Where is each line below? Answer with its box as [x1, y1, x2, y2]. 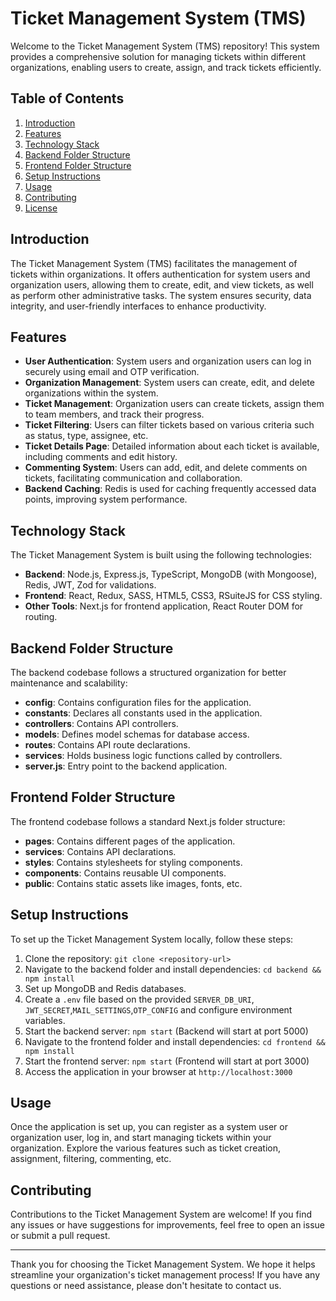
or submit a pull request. [10, 1230, 111, 1242]
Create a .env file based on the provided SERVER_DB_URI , [24, 993, 255, 1005]
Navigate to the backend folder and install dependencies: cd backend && [24, 963, 322, 975]
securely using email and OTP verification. [24, 366, 200, 378]
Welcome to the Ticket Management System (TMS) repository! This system [10, 40, 320, 52]
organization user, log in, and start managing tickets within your [10, 1132, 272, 1144]
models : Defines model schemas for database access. [24, 728, 250, 740]
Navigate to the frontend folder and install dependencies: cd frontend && [24, 1035, 326, 1047]
